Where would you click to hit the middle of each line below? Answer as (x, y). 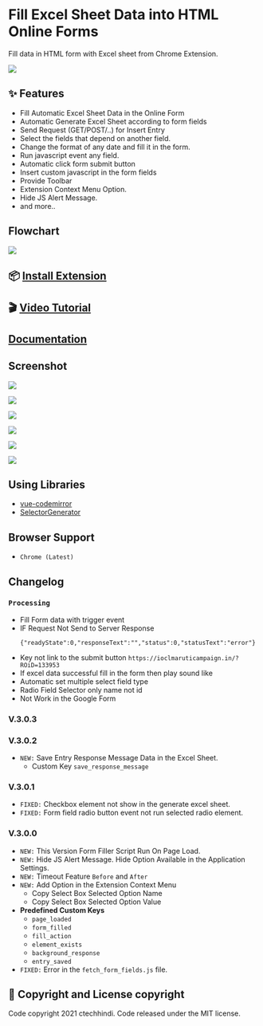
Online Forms (53, 31)
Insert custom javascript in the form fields (88, 172)
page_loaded (51, 919)
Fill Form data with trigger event (72, 619)
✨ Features (36, 94)
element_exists (57, 945)
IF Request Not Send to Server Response (87, 628)
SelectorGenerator (50, 513)
